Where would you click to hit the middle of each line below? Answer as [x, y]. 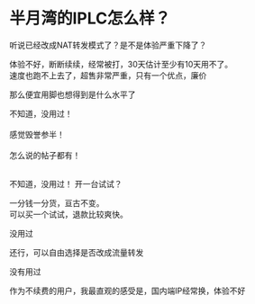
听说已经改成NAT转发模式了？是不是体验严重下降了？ [108, 45]
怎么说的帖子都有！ [45, 155]
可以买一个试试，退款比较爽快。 [68, 214]
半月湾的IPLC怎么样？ [90, 18]
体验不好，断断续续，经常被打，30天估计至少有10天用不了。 [121, 64]
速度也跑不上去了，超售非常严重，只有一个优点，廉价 [108, 75]
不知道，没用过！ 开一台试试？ [66, 183]
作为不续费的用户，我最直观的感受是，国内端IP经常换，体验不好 [127, 291]
